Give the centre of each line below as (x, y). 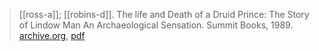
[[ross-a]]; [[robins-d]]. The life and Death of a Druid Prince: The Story (164, 14)
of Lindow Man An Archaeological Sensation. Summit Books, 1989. (156, 25)
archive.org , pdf (52, 35)
